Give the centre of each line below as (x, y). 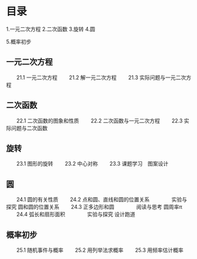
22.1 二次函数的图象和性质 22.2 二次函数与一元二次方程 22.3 (99, 121)
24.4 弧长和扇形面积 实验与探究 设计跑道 (76, 214)
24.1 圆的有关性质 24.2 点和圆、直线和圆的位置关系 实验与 (102, 200)
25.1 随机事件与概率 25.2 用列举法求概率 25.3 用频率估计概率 (100, 250)
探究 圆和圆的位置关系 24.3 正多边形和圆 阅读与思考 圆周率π (94, 207)
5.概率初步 (19, 41)
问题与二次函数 (29, 128)
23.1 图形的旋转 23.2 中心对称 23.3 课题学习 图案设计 (92, 164)
